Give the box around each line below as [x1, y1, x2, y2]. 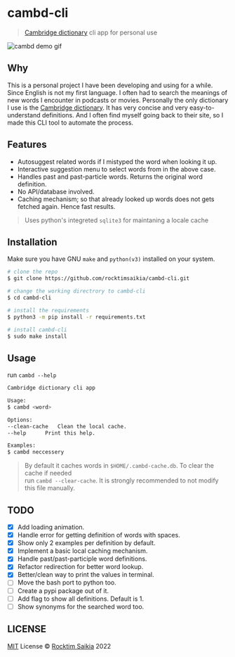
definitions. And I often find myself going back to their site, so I [41, 110, 224, 119]
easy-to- [189, 103, 215, 112]
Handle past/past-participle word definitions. [17, 554, 147, 563]
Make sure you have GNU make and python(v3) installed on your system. [7, 255, 215, 263]
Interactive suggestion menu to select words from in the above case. [17, 165, 216, 173]
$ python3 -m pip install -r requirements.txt [7, 313, 146, 321]
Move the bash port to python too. [17, 578, 117, 587]
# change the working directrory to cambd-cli [7, 288, 146, 295]
